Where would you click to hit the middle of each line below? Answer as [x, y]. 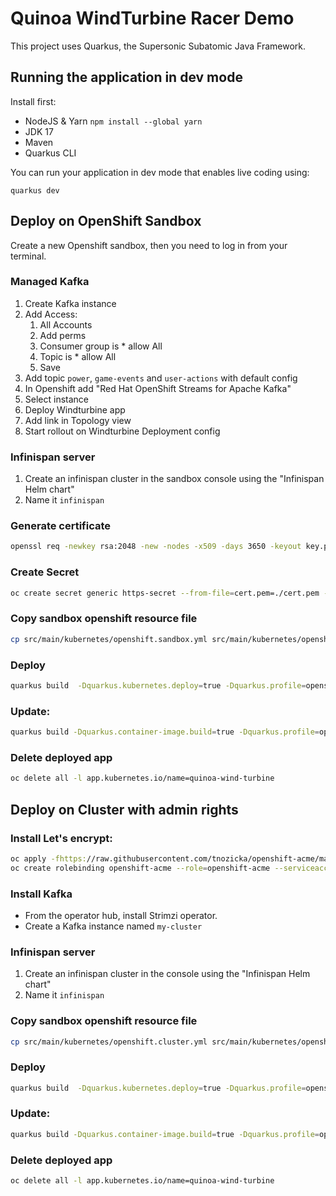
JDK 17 [39, 131]
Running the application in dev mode [126, 77]
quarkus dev [35, 190]
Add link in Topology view [78, 420]
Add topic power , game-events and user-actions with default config [161, 378]
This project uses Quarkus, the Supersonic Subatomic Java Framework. [158, 46]
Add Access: [51, 314]
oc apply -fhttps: [48, 858]
